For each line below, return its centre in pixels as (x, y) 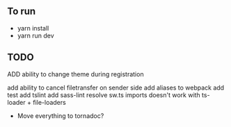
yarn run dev (35, 35)
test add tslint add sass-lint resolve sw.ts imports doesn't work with (104, 95)
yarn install (33, 28)
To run (22, 11)
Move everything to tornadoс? (61, 116)
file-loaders (49, 102)
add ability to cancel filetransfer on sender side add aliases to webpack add (116, 87)
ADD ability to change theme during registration (75, 74)
